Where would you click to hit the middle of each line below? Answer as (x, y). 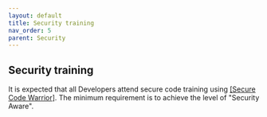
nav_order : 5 (30, 30)
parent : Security (37, 38)
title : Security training (51, 23)
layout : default (35, 16)
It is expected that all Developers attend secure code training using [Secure (132, 89)
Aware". (21, 106)
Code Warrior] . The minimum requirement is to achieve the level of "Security (134, 98)
